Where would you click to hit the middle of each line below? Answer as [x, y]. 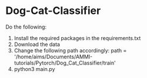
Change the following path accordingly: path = [70, 50]
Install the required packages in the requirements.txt [77, 38]
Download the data [37, 44]
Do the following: [26, 27]
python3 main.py [34, 69]
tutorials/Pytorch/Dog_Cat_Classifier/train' [65, 63]
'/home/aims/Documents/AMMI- [53, 56]
